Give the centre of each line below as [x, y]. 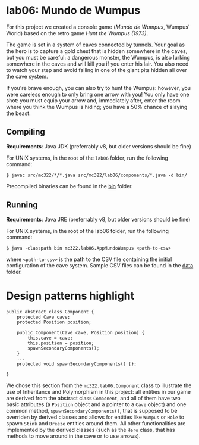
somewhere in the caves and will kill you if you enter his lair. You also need [97, 64]
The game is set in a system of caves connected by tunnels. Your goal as [96, 45]
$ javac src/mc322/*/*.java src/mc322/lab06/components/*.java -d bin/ [97, 175]
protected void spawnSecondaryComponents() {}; [77, 364]
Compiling [26, 132]
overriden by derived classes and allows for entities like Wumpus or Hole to [95, 417]
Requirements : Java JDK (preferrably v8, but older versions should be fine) [99, 146]
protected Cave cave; [43, 317]
